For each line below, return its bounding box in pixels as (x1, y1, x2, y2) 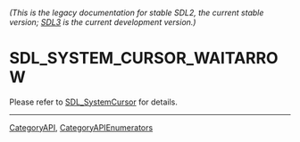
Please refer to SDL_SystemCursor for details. (9, 96, 179, 107)
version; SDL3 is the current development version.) (9, 16, 196, 27)
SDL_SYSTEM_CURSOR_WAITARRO (9, 47, 279, 68)
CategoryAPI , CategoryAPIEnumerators (9, 121, 154, 133)
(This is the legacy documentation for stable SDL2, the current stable (9, 7, 264, 18)
